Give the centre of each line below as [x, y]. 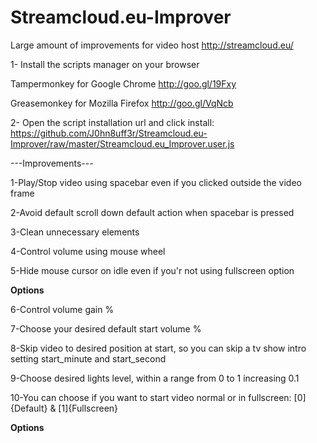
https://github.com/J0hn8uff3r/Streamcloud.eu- [109, 133]
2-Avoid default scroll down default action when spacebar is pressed [152, 212]
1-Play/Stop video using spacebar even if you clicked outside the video [156, 182]
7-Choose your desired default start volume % [106, 328]
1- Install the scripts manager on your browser [105, 64]
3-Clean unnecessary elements [75, 232]
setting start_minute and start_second [88, 358]
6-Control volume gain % [62, 309]
